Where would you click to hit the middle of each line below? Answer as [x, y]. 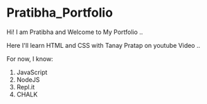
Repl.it [26, 87]
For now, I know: [30, 59]
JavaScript [32, 72]
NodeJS [28, 79]
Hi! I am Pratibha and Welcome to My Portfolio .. [75, 32]
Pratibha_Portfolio [60, 13]
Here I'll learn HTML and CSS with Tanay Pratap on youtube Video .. [103, 45]
